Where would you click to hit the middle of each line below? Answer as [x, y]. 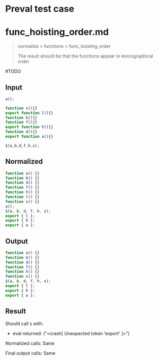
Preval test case [40, 9]
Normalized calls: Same [30, 343]
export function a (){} [29, 137]
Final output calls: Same [30, 353]
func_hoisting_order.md [57, 32]
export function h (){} [29, 127]
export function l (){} [29, 113]
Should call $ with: [24, 323]
